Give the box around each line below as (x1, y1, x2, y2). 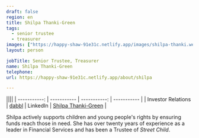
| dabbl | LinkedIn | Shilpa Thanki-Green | (6, 102, 107, 110)
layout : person (6, 47, 44, 53)
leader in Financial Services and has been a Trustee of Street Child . (6, 126, 171, 133)
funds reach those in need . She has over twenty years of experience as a (6, 120, 185, 127)
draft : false (6, 8, 38, 15)
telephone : (6, 69, 33, 75)
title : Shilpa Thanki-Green (6, 20, 76, 25)
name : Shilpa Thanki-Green (6, 63, 73, 69)
